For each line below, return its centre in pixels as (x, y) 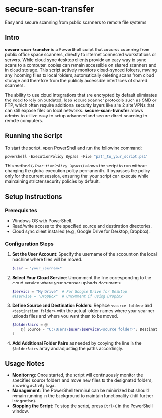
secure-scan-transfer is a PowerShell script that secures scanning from (77, 49)
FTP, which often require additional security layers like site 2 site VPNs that (80, 105)
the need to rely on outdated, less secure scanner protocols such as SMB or (81, 100)
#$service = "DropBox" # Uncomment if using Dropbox (67, 296)
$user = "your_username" (37, 268)
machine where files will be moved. (47, 259)
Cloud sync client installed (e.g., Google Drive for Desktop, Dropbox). (81, 231)
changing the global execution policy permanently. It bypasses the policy (78, 171)
